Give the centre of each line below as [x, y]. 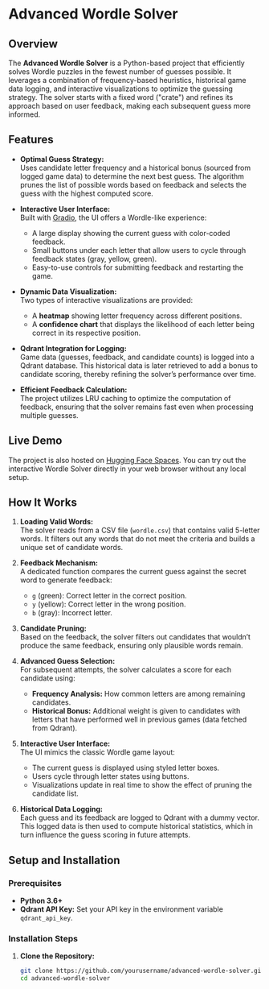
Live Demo [35, 441]
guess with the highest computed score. [87, 193]
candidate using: [47, 678]
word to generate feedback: [66, 580]
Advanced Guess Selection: [67, 661]
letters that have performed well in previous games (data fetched [139, 720]
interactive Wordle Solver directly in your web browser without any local [127, 469]
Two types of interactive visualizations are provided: [106, 300]
